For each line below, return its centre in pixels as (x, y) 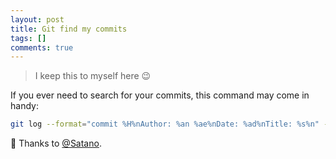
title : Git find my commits (69, 29)
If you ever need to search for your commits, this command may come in (160, 95)
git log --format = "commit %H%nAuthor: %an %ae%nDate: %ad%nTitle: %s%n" (165, 124)
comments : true (42, 47)
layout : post (37, 19)
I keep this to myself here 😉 (93, 76)
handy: (24, 106)
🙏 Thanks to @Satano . (56, 143)
